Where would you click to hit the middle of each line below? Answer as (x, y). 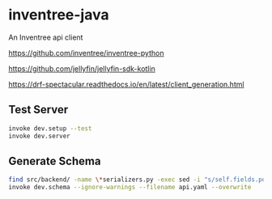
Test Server (38, 110)
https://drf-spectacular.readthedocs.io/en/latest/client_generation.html (126, 84)
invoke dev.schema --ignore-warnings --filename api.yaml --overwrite (130, 188)
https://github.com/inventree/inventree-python (86, 53)
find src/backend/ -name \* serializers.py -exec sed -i (104, 180)
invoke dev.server (39, 136)
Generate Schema (55, 161)
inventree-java (59, 15)
